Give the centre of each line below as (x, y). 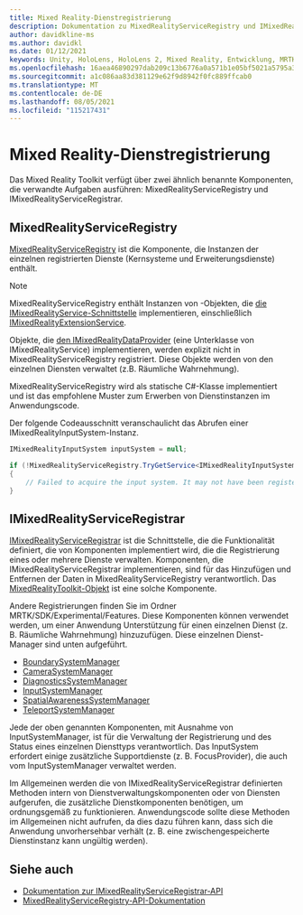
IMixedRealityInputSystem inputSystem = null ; (98, 449)
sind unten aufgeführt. (86, 644)
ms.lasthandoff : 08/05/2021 (62, 102)
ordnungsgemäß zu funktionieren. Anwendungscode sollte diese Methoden (150, 812)
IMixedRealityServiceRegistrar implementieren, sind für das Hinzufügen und (150, 569)
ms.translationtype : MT (54, 85)
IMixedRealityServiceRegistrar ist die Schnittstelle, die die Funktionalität (142, 541)
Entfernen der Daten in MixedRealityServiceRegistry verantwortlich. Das (143, 579)
